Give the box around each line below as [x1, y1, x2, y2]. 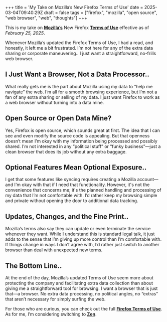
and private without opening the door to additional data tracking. [5, 198, 138, 204]
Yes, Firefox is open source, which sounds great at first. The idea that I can [5, 127, 160, 133]
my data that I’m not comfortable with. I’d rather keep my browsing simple [5, 193, 157, 199]
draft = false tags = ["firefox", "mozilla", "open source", [44, 10, 157, 16]
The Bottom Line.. [5, 261, 62, 270]
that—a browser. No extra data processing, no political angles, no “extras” [5, 291, 158, 297]
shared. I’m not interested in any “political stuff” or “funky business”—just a [5, 143, 161, 149]
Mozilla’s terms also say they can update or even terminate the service [5, 226, 151, 232]
